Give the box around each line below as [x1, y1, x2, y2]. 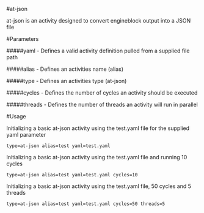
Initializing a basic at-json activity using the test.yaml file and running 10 [6, 154, 188, 161]
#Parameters [6, 35, 39, 42]
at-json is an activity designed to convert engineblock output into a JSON [6, 17, 191, 24]
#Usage [6, 113, 26, 120]
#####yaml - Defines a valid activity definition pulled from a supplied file [6, 47, 190, 54]
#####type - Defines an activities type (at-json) [6, 78, 127, 84]
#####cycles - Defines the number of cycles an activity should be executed [6, 89, 198, 96]
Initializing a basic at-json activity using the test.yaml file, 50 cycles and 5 [6, 182, 191, 190]
